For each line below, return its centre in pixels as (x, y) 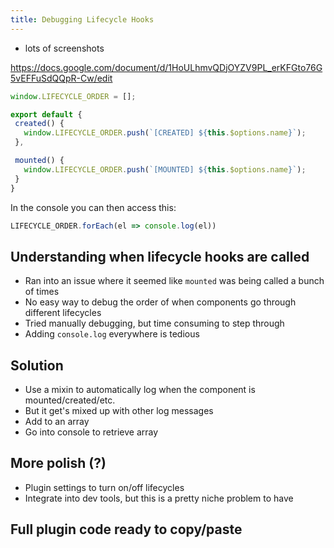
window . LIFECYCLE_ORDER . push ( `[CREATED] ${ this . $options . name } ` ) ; (165, 133)
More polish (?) (58, 463)
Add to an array (57, 421)
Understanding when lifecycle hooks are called (160, 256)
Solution (37, 365)
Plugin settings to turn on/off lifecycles (104, 487)
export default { (46, 114)
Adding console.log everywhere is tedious (112, 334)
